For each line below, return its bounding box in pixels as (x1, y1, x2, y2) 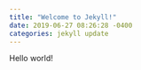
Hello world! (9, 53, 53, 64)
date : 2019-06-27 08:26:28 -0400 (9, 21, 133, 30)
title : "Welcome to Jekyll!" (9, 12, 117, 22)
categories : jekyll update (9, 29, 109, 38)
